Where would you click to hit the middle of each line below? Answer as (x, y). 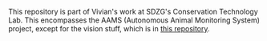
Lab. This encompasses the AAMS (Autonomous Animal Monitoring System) (134, 20)
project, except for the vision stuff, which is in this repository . (109, 29)
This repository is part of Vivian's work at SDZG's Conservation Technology (133, 12)
